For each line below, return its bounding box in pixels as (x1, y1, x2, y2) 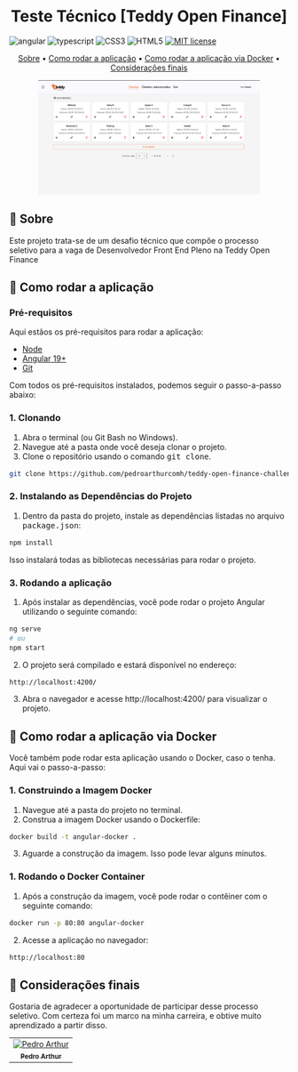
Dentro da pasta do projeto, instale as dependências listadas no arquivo (21, 510, 286, 521)
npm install (9, 538, 53, 547)
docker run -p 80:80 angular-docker (9, 918, 145, 927)
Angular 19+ (21, 353, 67, 364)
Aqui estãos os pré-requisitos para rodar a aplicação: (9, 326, 204, 337)
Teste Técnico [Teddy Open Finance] (10, 6, 288, 27)
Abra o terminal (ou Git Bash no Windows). (21, 431, 178, 442)
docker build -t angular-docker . (9, 832, 137, 842)
